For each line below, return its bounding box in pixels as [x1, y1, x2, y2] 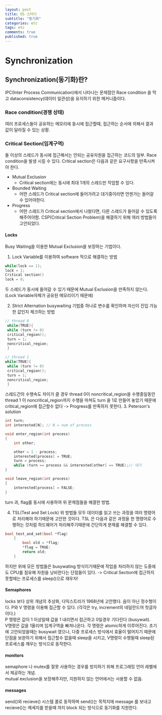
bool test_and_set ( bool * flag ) [5, 531, 68, 536]
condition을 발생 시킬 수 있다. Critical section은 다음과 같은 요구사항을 [5, 158, 139, 164]
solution [5, 409, 21, 415]
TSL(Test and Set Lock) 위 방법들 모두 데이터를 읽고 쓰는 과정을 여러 [12, 509, 143, 515]
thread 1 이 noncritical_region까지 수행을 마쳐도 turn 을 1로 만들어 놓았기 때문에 [5, 397, 156, 403]
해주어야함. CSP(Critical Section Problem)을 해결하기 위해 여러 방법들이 [19, 214, 157, 220]
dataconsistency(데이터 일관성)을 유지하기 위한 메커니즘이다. [10, 95, 126, 101]
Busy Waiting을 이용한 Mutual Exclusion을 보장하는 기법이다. [5, 244, 122, 249]
